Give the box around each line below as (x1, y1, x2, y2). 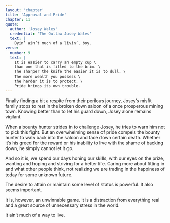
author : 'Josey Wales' (10, 27, 58, 32)
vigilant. (5, 113, 22, 120)
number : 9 (10, 50, 30, 55)
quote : (5, 21, 19, 27)
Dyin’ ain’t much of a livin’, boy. (14, 41, 92, 46)
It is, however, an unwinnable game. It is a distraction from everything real (5, 196, 160, 203)
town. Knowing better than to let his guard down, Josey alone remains (5, 108, 152, 114)
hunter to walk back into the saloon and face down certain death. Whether (5, 134, 161, 140)
